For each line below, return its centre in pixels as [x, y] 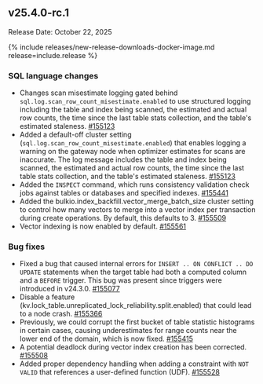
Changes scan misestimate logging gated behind [99, 93]
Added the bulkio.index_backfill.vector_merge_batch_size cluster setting [136, 201]
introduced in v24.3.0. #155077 [69, 289]
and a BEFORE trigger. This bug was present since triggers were [121, 280]
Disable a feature [47, 297]
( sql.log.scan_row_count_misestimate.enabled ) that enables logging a [133, 143]
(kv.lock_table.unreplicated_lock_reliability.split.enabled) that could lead [135, 305]
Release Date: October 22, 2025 [60, 31]
